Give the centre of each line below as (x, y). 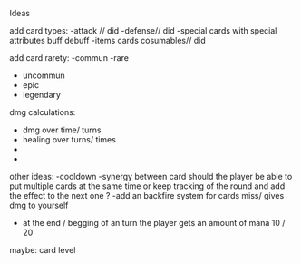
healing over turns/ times (69, 139)
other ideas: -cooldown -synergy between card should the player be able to (151, 176)
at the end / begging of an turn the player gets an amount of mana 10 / (154, 223)
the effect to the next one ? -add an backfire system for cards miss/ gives (147, 196)
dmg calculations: (43, 112)
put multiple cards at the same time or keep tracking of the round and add (147, 186)
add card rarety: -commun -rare (69, 58)
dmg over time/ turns (62, 130)
